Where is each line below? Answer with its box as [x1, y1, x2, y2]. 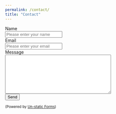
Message [5, 49, 24, 55]
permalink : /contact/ [5, 7, 50, 12]
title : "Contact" [5, 12, 41, 17]
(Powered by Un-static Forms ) [5, 104, 57, 109]
